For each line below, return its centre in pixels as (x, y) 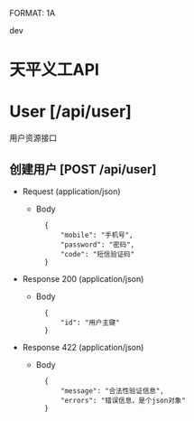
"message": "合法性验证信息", (112, 391)
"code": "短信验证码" (97, 254)
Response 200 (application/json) (83, 278)
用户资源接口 (33, 138)
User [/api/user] (71, 112)
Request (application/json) (71, 191)
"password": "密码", (97, 244)
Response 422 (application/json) (83, 347)
